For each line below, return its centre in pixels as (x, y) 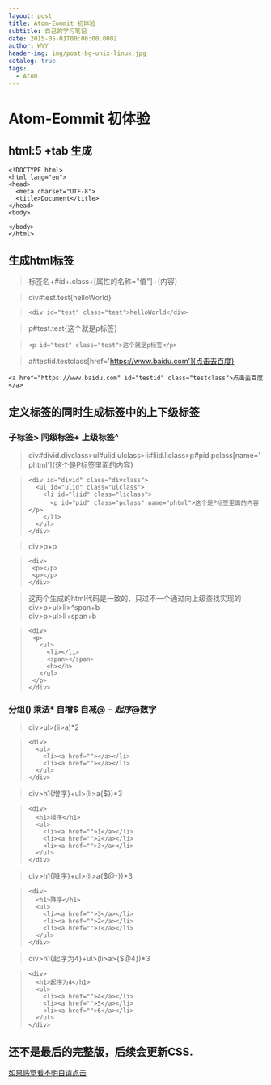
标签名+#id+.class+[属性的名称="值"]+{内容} (103, 282)
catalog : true (32, 61)
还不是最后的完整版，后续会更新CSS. (101, 1051)
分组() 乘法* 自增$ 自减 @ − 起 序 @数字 (83, 710)
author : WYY (28, 46)
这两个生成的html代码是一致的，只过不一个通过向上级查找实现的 (135, 599)
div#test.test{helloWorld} (70, 298)
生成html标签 (41, 261)
